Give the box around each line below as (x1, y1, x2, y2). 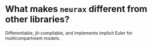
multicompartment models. (5, 35, 61, 41)
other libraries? (5, 14, 70, 25)
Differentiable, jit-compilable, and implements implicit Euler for (5, 30, 133, 36)
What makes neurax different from (5, 3, 148, 15)
